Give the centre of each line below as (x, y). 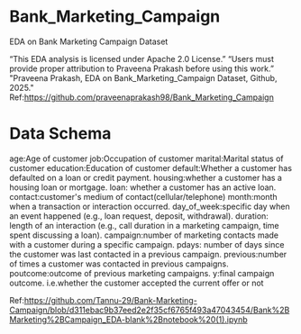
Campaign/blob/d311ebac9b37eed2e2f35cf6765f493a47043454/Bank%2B (150, 310)
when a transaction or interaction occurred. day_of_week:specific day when (150, 206)
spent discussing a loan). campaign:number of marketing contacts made (144, 235)
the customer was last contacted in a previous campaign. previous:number (148, 254)
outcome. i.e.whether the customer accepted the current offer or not (137, 283)
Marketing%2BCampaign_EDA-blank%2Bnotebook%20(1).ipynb (128, 319)
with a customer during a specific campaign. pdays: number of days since (147, 244)
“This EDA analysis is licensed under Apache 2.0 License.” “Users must (142, 59)
